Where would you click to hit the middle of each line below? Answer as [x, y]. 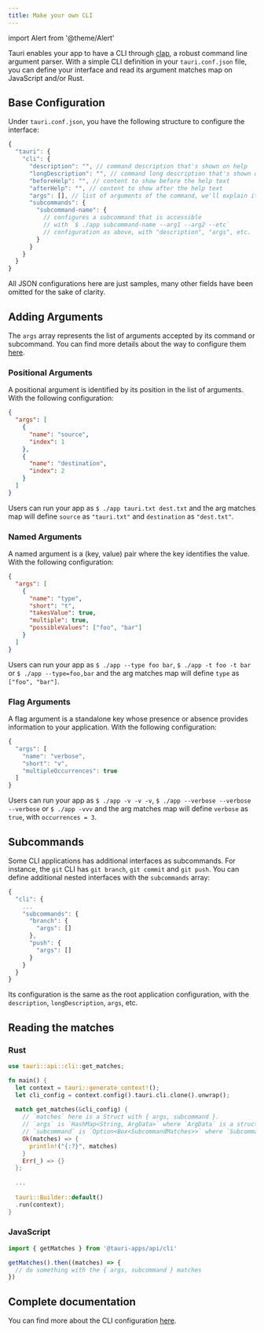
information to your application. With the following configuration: [113, 727]
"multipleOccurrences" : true [70, 771]
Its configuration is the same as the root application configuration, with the [129, 994]
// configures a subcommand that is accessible [122, 218]
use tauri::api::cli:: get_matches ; [66, 1067]
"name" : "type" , [55, 598]
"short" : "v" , [45, 763]
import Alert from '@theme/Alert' [62, 38]
